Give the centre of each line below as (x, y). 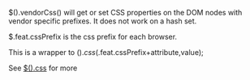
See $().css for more (43, 68)
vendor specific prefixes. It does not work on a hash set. (103, 21)
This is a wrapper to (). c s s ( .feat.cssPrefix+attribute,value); (106, 52)
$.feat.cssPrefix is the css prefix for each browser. (93, 37)
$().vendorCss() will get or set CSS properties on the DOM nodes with (125, 13)
